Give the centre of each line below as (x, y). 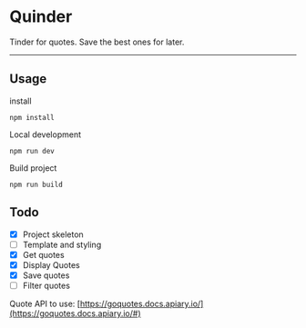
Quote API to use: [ (45, 303)
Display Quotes (51, 264)
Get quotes (44, 254)
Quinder (41, 17)
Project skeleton (53, 234)
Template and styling (62, 244)
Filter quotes (46, 285)
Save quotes (46, 275)
